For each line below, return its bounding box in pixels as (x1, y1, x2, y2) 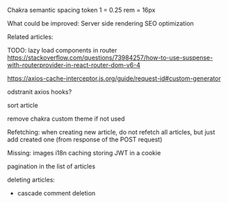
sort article (7, 101, 38, 109)
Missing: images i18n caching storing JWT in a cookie (7, 149, 161, 157)
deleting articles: (7, 176, 56, 184)
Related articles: (7, 33, 54, 41)
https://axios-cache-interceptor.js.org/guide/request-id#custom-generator (7, 74, 221, 82)
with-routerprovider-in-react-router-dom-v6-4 (7, 61, 141, 69)
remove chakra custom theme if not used (7, 114, 125, 123)
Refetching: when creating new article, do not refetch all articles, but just (7, 128, 215, 136)
